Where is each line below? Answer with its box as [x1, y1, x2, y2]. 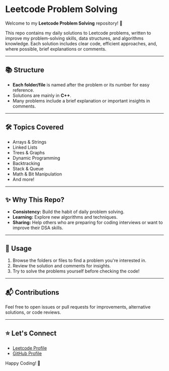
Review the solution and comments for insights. [12, 263, 111, 269]
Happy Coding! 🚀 [5, 360, 41, 366]
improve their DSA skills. [12, 225, 63, 231]
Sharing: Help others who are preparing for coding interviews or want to [12, 220, 163, 226]
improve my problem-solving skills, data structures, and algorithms [5, 35, 144, 41]
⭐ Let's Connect [5, 329, 57, 338]
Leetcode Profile [12, 345, 47, 351]
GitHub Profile [12, 350, 42, 356]
